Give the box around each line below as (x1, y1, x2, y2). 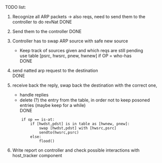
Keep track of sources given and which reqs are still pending (19, 48, 143, 53)
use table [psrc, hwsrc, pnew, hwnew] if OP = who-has (19, 53, 132, 59)
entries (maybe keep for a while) (19, 102, 86, 108)
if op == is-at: (21, 117, 55, 122)
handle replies (19, 92, 49, 98)
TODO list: (5, 4, 26, 10)
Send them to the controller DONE (12, 29, 82, 34)
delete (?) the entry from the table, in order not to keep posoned (19, 97, 150, 103)
